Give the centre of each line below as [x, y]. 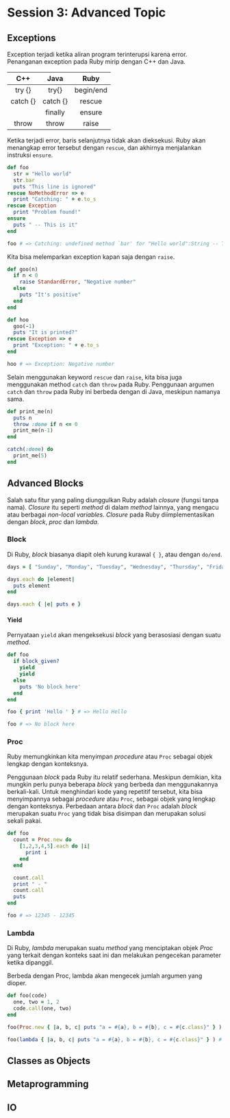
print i [36, 853]
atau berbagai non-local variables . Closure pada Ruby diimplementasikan [111, 514]
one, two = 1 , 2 [36, 1002]
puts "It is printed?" [46, 333]
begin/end [91, 90]
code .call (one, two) [42, 1008]
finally [55, 112]
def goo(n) [23, 269]
